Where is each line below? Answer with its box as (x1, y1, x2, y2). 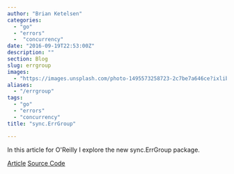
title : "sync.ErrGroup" (7, 120, 77, 127)
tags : (7, 95, 23, 102)
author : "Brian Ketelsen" (7, 10, 82, 17)
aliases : (7, 81, 33, 88)
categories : (7, 17, 42, 24)
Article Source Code (7, 159, 65, 167)
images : (7, 68, 30, 75)
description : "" (7, 49, 54, 56)
